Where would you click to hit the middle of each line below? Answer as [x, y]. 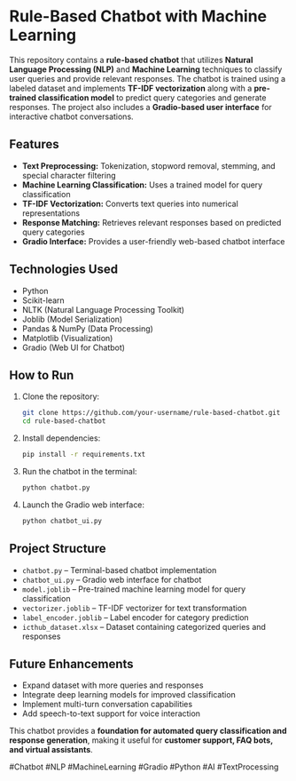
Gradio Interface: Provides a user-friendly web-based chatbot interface [153, 241]
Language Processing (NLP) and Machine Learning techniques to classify [146, 69]
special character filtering [69, 175]
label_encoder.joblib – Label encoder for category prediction [136, 617]
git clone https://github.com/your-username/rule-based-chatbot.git [151, 413]
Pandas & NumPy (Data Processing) [87, 328]
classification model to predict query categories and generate [152, 97]
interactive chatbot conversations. [72, 116]
